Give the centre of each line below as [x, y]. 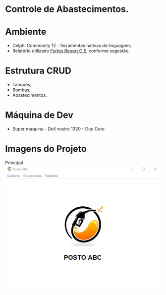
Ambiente [26, 32]
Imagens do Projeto [46, 149]
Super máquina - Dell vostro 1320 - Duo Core [58, 129]
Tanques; [22, 85]
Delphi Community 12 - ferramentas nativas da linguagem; [72, 46]
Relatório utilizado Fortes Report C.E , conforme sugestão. [71, 51]
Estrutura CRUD [38, 71]
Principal [14, 163]
